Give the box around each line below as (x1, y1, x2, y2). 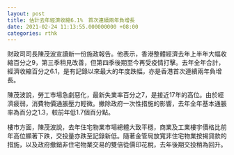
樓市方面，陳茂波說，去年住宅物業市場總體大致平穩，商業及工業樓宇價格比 (7, 123, 221, 131)
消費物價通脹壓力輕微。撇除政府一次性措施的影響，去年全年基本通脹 (31, 99, 227, 108)
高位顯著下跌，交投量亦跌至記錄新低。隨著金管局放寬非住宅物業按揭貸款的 (13, 132, 227, 140)
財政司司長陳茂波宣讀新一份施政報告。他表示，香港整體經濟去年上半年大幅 (7, 50, 221, 58)
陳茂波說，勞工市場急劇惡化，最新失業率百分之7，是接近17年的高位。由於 (7, 91, 218, 99)
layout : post (7, 10, 45, 17)
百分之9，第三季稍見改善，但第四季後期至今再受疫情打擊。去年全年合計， (13, 59, 225, 67)
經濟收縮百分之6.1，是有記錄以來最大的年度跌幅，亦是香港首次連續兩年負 (7, 67, 216, 75)
